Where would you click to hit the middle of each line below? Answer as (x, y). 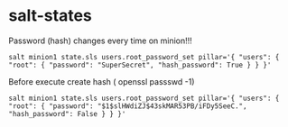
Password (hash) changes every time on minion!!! (101, 41)
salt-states (50, 16)
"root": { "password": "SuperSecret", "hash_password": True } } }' (140, 65)
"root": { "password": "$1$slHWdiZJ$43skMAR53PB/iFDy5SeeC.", (128, 106)
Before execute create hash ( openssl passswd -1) (102, 81)
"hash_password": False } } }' (67, 113)
